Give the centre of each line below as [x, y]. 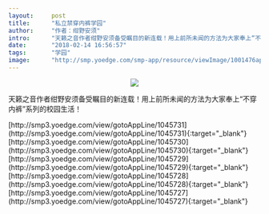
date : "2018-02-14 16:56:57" [68, 46]
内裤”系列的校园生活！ [45, 109]
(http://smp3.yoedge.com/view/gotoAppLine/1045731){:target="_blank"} [128, 133]
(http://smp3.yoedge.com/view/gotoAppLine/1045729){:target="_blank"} [128, 167]
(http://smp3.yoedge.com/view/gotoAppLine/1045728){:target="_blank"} [128, 184]
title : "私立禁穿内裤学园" [57, 23]
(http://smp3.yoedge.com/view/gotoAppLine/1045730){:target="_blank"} [128, 150]
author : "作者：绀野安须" [54, 30]
